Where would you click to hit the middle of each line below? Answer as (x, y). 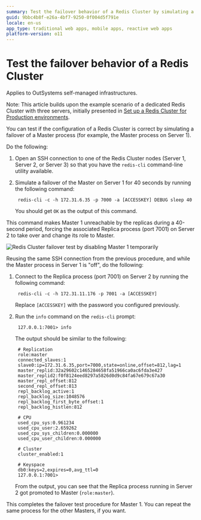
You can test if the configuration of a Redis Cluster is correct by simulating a (100, 129)
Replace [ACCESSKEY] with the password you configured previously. (98, 305)
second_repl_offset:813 (47, 387)
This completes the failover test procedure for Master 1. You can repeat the (99, 504)
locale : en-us (24, 23)
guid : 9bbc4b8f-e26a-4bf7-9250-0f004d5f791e (63, 17)
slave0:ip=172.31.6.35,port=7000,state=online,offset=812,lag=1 (99, 366)
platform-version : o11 (34, 34)
